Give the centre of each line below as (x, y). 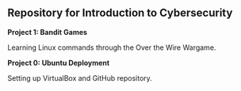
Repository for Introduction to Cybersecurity (120, 13)
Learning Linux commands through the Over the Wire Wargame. (112, 47)
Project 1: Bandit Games (48, 32)
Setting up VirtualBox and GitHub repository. (80, 78)
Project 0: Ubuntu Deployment (59, 63)
